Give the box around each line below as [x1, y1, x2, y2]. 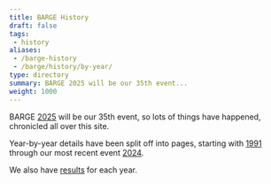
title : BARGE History [9, 12, 89, 22]
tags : [9, 29, 29, 38]
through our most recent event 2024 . [9, 147, 144, 157]
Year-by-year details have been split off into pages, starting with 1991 [9, 138, 262, 149]
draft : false [9, 21, 58, 30]
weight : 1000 [9, 87, 58, 96]
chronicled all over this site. [9, 120, 110, 131]
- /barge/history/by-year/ [12, 63, 113, 72]
